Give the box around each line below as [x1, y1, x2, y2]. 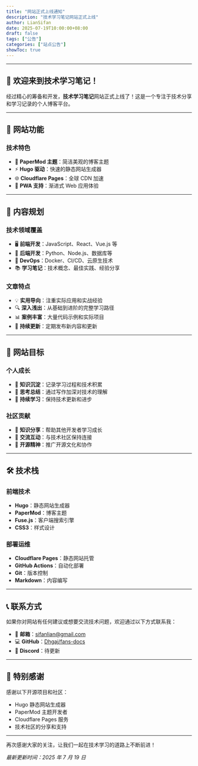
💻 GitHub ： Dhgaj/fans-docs [14, 638, 85, 645]
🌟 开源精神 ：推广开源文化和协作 [14, 441, 93, 449]
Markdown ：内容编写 [14, 577, 68, 584]
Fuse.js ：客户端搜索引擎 [14, 516, 75, 523]
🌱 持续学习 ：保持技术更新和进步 [14, 395, 93, 402]
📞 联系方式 [6, 601, 42, 611]
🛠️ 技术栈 [6, 466, 39, 476]
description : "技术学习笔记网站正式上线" [6, 14, 99, 20]
